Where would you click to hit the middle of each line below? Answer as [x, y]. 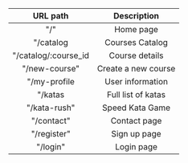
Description [136, 16]
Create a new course [136, 69]
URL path [51, 16]
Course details [136, 55]
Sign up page [137, 134]
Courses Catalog [136, 42]
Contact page [136, 121]
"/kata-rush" [51, 108]
